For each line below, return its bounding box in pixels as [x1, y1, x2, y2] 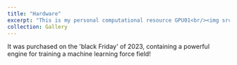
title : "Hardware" [7, 10, 61, 17]
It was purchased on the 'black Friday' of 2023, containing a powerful [7, 43, 210, 51]
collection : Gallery [7, 23, 68, 30]
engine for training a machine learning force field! [7, 50, 152, 58]
